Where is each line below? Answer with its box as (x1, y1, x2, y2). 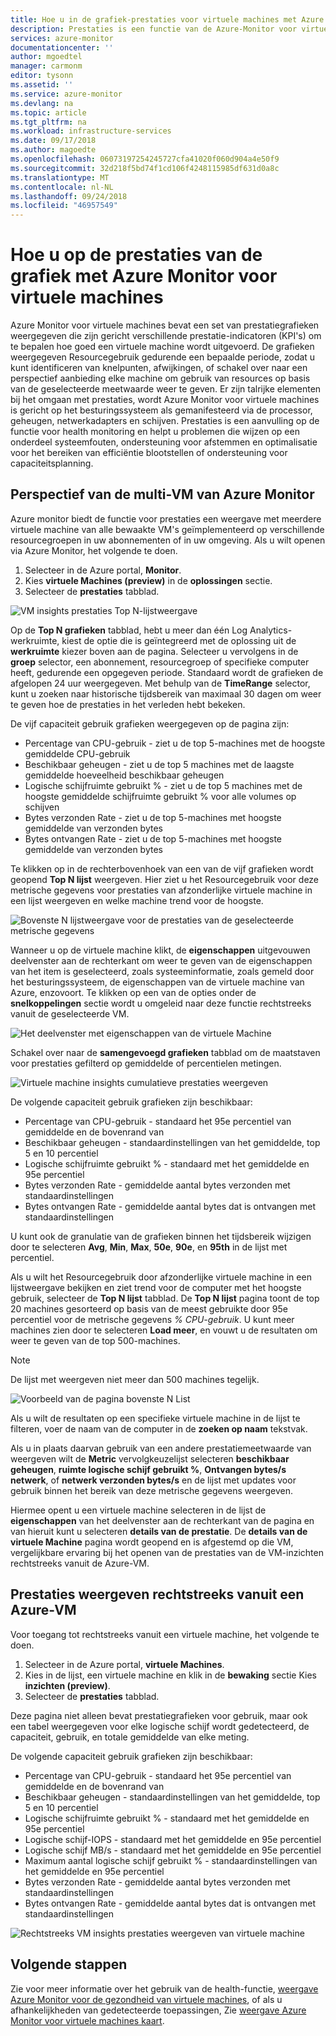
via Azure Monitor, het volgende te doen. (10, 544, 178, 556)
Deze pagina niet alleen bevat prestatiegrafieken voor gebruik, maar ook (10, 1709, 308, 1721)
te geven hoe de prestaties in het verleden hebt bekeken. (10, 698, 246, 710)
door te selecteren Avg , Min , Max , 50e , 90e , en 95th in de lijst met (10, 1241, 288, 1253)
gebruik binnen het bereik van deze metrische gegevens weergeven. (10, 1484, 293, 1496)
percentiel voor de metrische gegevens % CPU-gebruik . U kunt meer (10, 1313, 295, 1325)
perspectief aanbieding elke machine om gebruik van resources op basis (10, 372, 311, 385)
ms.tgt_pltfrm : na (10, 117, 87, 127)
